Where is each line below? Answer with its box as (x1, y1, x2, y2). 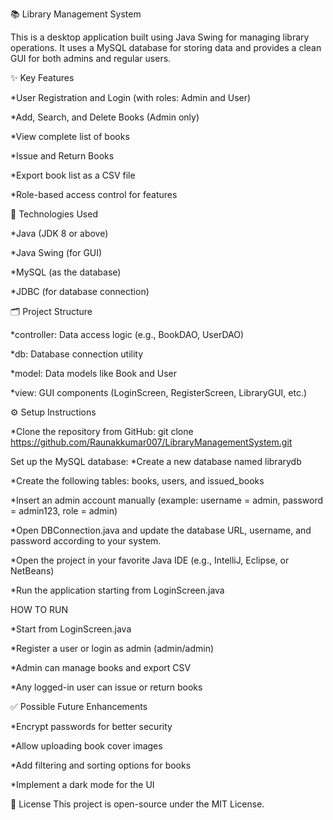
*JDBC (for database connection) (10, 286, 150, 297)
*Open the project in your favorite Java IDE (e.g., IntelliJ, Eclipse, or (10, 554, 290, 566)
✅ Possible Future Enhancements (10, 701, 148, 712)
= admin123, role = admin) (10, 505, 118, 517)
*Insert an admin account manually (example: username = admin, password (10, 494, 324, 506)
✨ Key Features (10, 72, 75, 83)
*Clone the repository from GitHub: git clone (10, 426, 194, 437)
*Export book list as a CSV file (10, 169, 136, 181)
